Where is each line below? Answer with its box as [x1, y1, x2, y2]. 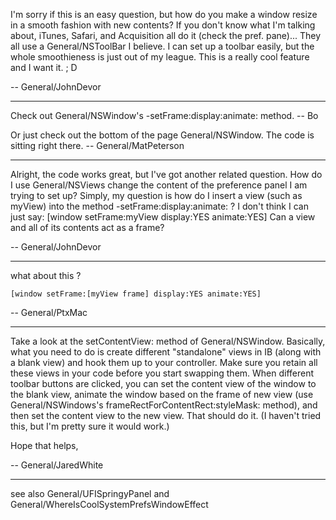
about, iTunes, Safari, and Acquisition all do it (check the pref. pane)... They [10, 30, 322, 41]
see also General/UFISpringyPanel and [10, 488, 170, 499]
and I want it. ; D [10, 62, 78, 73]
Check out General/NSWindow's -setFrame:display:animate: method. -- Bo [10, 110, 319, 121]
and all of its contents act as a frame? [10, 222, 165, 233]
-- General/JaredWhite [10, 459, 104, 471]
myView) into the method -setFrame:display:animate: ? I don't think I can [10, 200, 309, 212]
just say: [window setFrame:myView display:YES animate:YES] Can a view [10, 211, 316, 223]
